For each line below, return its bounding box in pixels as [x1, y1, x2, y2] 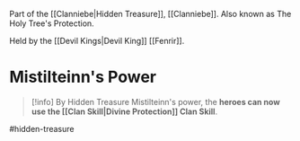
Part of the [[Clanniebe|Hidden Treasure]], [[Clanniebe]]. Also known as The [9, 9, 292, 19]
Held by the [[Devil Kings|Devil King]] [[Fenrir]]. [9, 36, 185, 46]
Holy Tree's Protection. [9, 18, 94, 29]
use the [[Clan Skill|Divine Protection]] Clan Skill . [31, 106, 218, 117]
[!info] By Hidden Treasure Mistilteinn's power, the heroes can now [31, 96, 280, 107]
